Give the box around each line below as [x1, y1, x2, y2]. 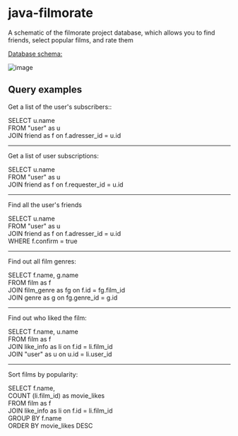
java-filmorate [8, 5, 94, 21]
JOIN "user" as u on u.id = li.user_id [8, 350, 112, 358]
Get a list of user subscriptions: [8, 151, 100, 160]
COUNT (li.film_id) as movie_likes [8, 391, 105, 400]
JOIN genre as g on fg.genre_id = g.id [8, 293, 118, 302]
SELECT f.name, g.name [8, 271, 79, 279]
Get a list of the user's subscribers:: [8, 102, 112, 111]
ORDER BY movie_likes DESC [8, 421, 93, 430]
